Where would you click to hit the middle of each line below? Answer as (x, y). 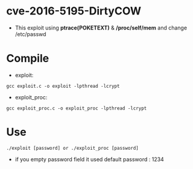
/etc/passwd (30, 34)
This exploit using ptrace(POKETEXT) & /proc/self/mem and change (101, 28)
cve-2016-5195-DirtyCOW (74, 11)
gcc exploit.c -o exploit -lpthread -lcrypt (63, 86)
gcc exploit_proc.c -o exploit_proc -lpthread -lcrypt (77, 108)
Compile (28, 59)
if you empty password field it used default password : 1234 (89, 159)
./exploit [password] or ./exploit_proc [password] (72, 148)
